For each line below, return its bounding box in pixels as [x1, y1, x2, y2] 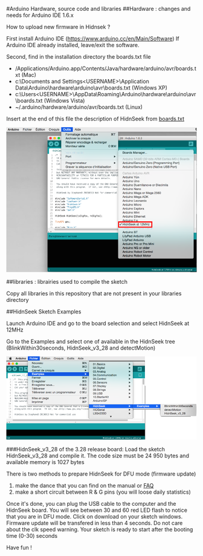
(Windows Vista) [43, 97, 85, 104]
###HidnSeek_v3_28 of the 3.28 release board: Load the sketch [6, 446, 165, 453]
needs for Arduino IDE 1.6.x [6, 11, 74, 19]
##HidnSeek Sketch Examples [6, 308, 82, 315]
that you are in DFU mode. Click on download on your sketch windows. [6, 513, 183, 520]
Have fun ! [6, 544, 32, 551]
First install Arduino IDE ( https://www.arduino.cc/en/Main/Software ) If [6, 35, 179, 42]
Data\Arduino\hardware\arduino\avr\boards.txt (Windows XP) [14, 84, 168, 91]
